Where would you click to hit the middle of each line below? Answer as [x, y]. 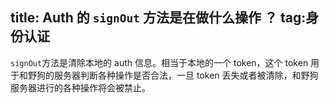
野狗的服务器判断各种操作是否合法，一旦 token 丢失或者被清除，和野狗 [173, 75]
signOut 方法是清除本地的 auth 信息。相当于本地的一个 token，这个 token [159, 62]
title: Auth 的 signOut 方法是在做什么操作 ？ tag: [158, 18]
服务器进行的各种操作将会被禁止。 [80, 87]
